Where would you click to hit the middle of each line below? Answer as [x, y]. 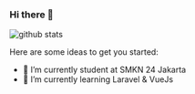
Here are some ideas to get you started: [84, 52]
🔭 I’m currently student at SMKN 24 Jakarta [104, 70]
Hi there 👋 [32, 15]
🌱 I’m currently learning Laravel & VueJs [98, 79]
